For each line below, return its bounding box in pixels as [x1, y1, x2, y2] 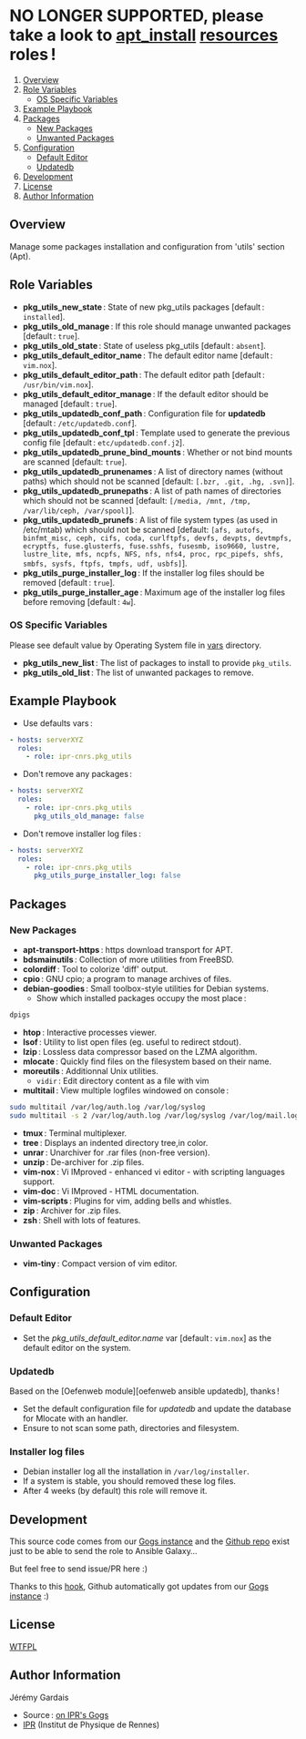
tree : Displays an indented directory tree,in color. [22, 1137, 209, 1148]
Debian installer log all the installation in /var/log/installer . [22, 1466, 250, 1477]
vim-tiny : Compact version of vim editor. [22, 1258, 178, 1269]
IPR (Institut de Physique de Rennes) [22, 1719, 160, 1730]
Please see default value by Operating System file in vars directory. [9, 639, 262, 650]
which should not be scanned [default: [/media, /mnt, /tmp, [22, 495, 251, 506]
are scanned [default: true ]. [22, 456, 127, 467]
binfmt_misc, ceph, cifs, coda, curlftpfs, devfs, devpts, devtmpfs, [22, 534, 293, 543]
